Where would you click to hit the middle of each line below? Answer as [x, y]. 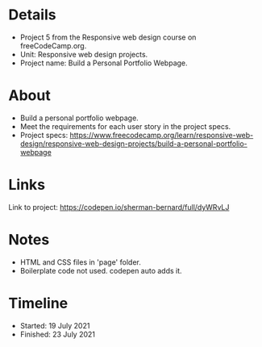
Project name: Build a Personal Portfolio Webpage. [104, 63]
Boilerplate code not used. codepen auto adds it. [101, 270]
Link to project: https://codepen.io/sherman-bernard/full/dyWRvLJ [119, 207]
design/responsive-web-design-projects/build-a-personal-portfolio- [133, 144]
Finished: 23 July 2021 [57, 334]
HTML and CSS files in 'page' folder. [80, 262]
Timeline [38, 303]
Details [32, 15]
